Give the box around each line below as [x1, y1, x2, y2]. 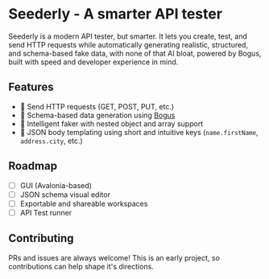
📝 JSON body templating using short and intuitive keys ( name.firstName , [19, 127, 259, 137]
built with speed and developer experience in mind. [8, 57, 179, 67]
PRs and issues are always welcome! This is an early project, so [8, 252, 220, 262]
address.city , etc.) [19, 136, 83, 146]
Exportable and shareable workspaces [19, 199, 148, 208]
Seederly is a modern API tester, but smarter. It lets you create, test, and [8, 31, 248, 41]
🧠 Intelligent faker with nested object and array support [19, 118, 204, 129]
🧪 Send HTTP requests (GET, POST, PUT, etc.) [19, 101, 175, 111]
